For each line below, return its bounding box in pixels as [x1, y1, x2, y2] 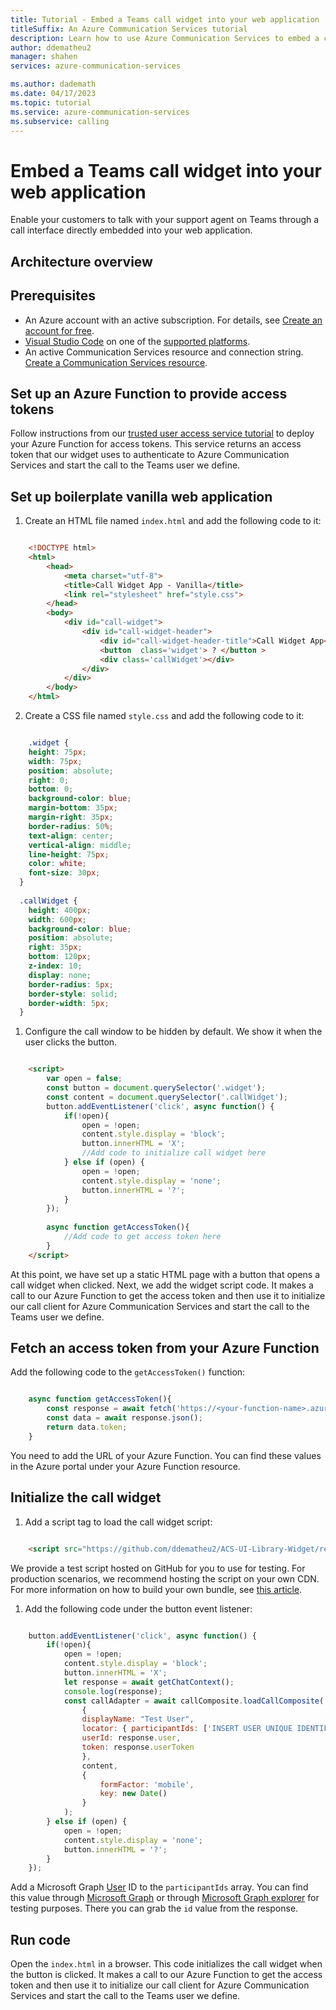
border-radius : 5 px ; [28, 979, 114, 990]
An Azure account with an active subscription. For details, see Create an [24, 314, 323, 326]
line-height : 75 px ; [28, 849, 110, 860]
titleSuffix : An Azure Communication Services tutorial [10, 24, 248, 34]
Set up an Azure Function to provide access [10, 385, 288, 402]
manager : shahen [10, 52, 78, 62]
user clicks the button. [24, 1036, 118, 1048]
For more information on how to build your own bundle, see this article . [10, 1583, 303, 1595]
